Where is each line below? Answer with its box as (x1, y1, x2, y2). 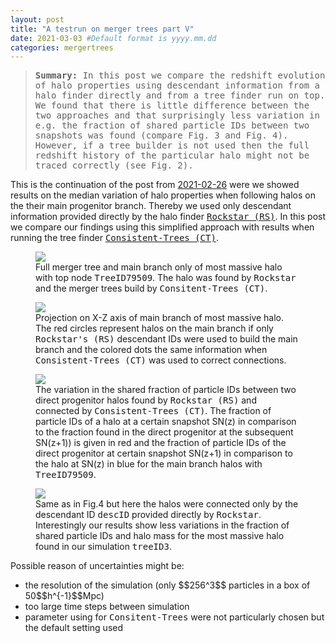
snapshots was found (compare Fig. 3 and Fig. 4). (34, 130, 289, 141)
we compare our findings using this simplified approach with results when (10, 221, 315, 233)
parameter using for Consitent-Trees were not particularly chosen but (24, 611, 325, 623)
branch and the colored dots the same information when (35, 344, 268, 356)
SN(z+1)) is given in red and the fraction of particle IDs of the (35, 437, 287, 449)
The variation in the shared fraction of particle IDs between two (35, 384, 297, 396)
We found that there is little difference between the (34, 100, 310, 111)
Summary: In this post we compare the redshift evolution (34, 70, 326, 81)
